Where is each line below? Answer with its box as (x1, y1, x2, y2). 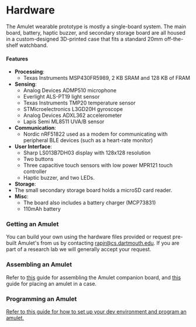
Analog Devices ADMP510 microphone (23, 87, 117, 94)
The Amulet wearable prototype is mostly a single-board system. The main (6, 23, 186, 30)
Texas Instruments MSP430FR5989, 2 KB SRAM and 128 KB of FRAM (23, 75, 190, 82)
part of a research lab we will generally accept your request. (6, 246, 152, 253)
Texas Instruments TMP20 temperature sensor (23, 99, 136, 106)
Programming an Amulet (6, 295, 77, 303)
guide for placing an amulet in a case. (6, 280, 97, 287)
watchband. (19, 42, 48, 49)
